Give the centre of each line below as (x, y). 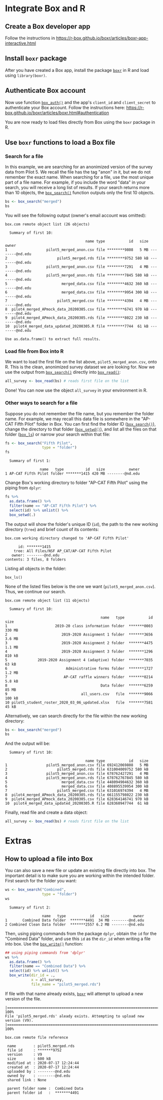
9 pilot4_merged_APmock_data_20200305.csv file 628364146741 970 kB (77, 799)
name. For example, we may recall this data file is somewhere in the (73, 419)
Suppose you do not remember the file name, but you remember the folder (80, 413)
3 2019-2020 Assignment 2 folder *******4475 (79, 643)
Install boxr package (36, 59)
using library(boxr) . (26, 75)
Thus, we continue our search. (36, 591)
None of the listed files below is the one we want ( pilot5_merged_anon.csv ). (80, 586)
